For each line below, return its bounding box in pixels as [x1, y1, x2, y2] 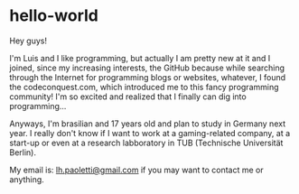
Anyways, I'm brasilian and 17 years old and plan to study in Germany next [9, 118, 286, 129]
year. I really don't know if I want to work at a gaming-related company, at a [9, 127, 291, 138]
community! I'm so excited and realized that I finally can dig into [9, 91, 247, 102]
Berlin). [9, 146, 37, 158]
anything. [9, 173, 45, 185]
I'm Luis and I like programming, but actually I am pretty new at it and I [9, 52, 271, 63]
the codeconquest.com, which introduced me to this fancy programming [9, 81, 279, 92]
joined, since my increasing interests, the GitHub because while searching [9, 62, 285, 73]
